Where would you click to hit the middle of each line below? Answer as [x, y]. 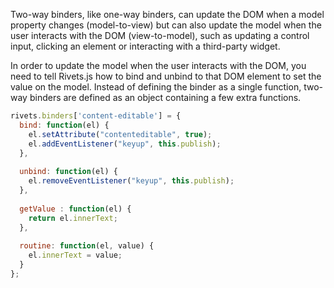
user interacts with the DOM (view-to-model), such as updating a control [160, 35]
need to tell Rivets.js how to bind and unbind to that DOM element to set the [166, 76]
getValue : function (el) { [75, 209]
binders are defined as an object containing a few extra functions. [165, 97]
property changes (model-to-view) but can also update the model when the [166, 25]
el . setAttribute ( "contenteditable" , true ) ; [120, 134]
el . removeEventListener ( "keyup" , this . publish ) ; [131, 181]
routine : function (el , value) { [87, 246]
